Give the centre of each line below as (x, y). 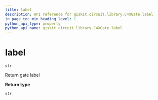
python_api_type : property (33, 24)
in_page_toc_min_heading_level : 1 (41, 19)
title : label (19, 10)
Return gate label (22, 75)
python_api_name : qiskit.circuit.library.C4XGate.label (64, 28)
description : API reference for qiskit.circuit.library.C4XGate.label (79, 14)
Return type (18, 85)
